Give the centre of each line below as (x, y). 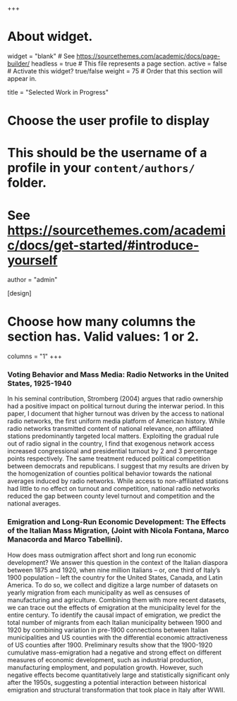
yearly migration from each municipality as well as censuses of (99, 592)
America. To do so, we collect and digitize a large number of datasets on (113, 585)
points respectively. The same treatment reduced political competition (109, 458)
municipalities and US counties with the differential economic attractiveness (117, 637)
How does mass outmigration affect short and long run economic (102, 555)
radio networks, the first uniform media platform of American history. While (116, 421)
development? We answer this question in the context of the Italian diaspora (117, 562)
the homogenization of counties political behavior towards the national (110, 474)
